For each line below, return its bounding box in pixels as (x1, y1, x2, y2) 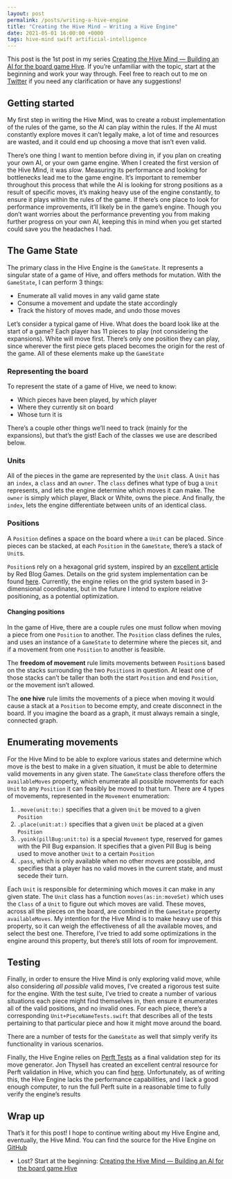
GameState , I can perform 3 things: (7, 278, 104, 286)
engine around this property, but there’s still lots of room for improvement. (7, 936, 218, 945)
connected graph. (7, 716, 58, 725)
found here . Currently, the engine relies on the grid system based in (7, 577, 200, 585)
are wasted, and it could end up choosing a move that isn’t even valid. (7, 137, 206, 146)
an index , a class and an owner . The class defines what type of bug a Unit (7, 479, 218, 488)
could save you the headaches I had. (7, 225, 112, 233)
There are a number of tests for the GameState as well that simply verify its (7, 1033, 218, 1041)
